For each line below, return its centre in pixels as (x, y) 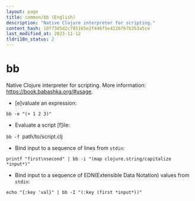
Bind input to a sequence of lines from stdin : (70, 148)
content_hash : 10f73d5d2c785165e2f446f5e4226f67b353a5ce (78, 28)
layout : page (22, 12)
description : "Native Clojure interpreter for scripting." (81, 23)
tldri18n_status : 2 (30, 39)
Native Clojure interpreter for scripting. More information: (76, 85)
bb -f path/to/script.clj (34, 136)
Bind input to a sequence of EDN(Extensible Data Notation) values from (102, 175)
